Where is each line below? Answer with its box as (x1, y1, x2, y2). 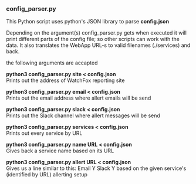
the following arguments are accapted (6, 59, 98, 66)
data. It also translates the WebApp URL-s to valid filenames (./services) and (6, 42, 191, 49)
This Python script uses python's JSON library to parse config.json (6, 18, 169, 25)
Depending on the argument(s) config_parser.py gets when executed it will (6, 29, 187, 36)
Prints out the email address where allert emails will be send (6, 94, 151, 101)
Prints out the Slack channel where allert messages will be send (6, 112, 160, 119)
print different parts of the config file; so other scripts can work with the (6, 36, 180, 43)
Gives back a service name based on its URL (6, 147, 114, 154)
